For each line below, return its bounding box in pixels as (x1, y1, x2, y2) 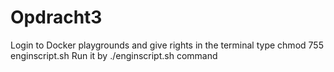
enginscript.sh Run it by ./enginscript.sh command (10, 49, 218, 61)
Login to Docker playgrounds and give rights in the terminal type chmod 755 (10, 39, 324, 51)
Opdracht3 (10, 6, 103, 29)
